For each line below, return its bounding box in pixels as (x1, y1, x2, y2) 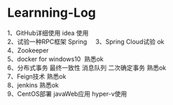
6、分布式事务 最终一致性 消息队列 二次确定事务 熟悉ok (7, 63, 167, 72)
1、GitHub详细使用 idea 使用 (7, 29, 89, 37)
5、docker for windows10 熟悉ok (7, 54, 104, 63)
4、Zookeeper (7, 46, 49, 54)
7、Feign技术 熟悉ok (7, 72, 67, 81)
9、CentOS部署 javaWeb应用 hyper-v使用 (7, 89, 127, 98)
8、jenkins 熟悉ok (7, 81, 60, 89)
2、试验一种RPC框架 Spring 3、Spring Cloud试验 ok (7, 37, 165, 46)
